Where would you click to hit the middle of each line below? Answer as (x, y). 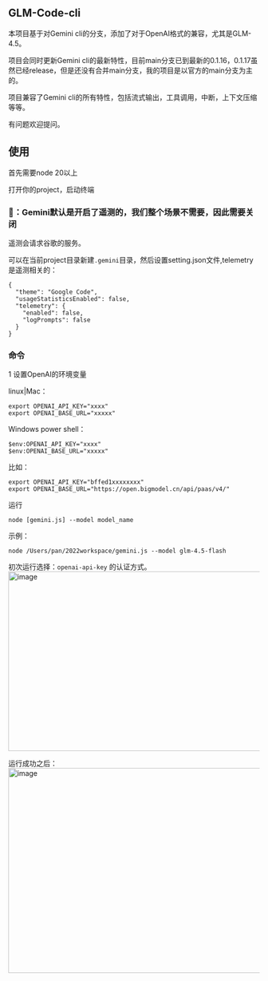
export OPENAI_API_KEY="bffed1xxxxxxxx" (77, 482)
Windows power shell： (47, 429)
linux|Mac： (28, 391)
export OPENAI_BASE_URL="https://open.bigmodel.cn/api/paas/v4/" (119, 489)
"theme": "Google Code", (57, 292)
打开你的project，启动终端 (51, 189)
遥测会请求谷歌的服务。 (47, 243)
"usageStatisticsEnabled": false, (73, 299)
